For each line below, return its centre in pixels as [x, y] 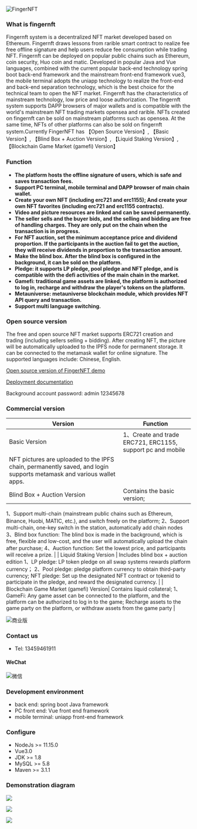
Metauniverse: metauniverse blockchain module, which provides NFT [101, 294]
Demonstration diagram [40, 785]
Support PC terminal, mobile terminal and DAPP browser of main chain [102, 187]
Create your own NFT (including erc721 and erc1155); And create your [101, 199]
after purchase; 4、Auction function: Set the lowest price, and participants [96, 548]
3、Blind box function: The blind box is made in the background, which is [94, 535]
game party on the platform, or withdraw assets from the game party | [91, 608]
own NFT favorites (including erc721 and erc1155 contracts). [89, 206]
